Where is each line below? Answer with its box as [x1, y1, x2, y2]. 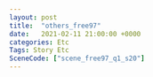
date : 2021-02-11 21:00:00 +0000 [9, 29, 141, 38]
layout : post [9, 12, 58, 22]
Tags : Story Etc [9, 46, 69, 55]
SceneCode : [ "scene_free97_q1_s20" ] [9, 54, 145, 63]
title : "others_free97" [9, 21, 101, 30]
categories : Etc [9, 37, 69, 47]
